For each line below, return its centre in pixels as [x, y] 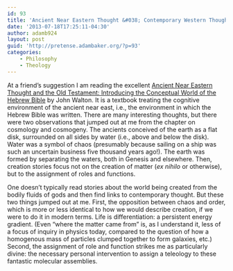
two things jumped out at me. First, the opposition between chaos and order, [116, 202]
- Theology [35, 65]
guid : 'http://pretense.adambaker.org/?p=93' [74, 46]
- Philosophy [38, 59]
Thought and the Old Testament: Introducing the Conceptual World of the [112, 92]
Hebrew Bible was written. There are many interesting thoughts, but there [112, 115]
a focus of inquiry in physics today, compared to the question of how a [108, 231]
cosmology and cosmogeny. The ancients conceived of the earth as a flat [112, 129]
